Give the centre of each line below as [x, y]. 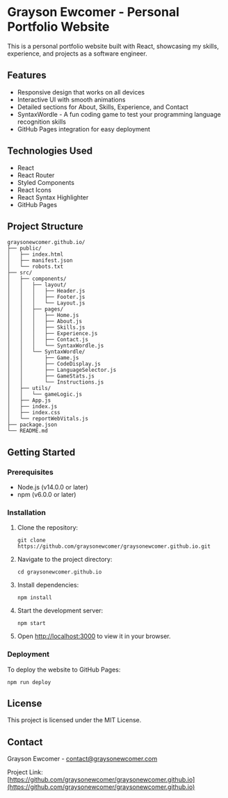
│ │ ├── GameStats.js [51, 376]
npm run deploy [29, 682]
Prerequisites [30, 472]
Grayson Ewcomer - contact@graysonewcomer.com [82, 759]
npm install [34, 598]
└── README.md [28, 431]
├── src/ [20, 273]
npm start [32, 624]
